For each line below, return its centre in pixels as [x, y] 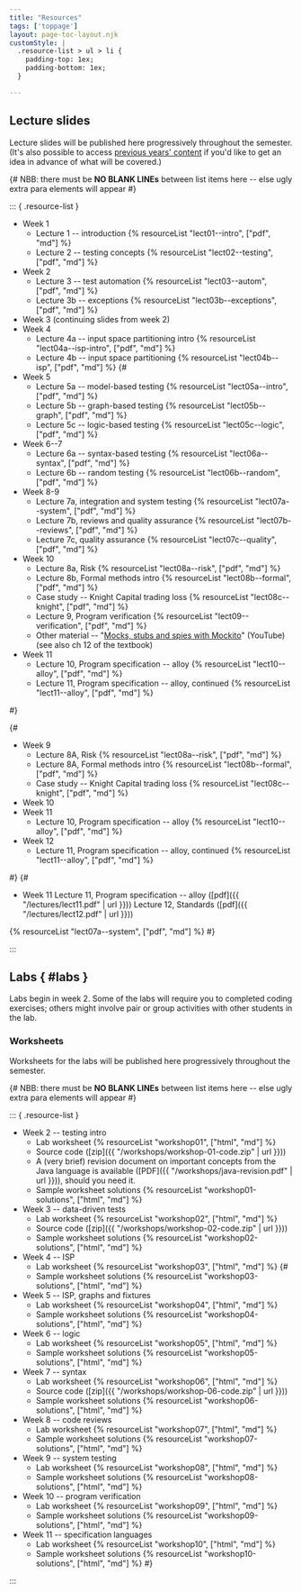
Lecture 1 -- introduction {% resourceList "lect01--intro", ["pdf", [153, 233]
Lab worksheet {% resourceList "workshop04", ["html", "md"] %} [157, 1305]
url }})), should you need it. [86, 1180]
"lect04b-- [259, 358]
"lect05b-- [247, 405]
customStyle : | [38, 43]
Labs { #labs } [49, 977]
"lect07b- [274, 520]
